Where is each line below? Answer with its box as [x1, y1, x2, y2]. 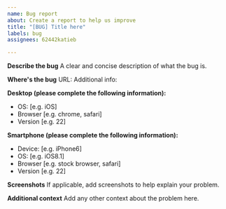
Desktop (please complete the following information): [7, 89, 167, 97]
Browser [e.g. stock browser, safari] [17, 159, 121, 168]
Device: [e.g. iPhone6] [17, 144, 83, 153]
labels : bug [7, 29, 42, 37]
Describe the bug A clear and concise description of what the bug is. [7, 62, 207, 70]
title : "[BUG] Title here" [7, 23, 86, 30]
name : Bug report [7, 10, 58, 18]
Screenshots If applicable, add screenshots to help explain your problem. [7, 180, 220, 189]
